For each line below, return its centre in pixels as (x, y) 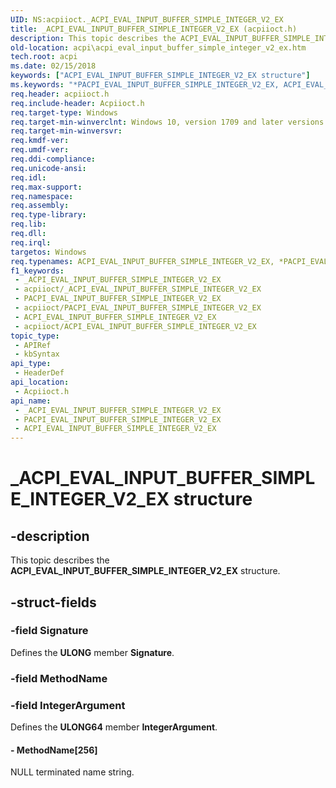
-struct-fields (53, 602)
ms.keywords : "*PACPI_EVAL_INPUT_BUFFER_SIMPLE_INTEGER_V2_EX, (145, 85)
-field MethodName (59, 678)
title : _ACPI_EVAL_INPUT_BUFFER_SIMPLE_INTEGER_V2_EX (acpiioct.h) (154, 29)
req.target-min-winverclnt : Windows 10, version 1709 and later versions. (169, 122)
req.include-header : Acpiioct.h (77, 103)
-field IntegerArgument (68, 705)
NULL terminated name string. (72, 772)
